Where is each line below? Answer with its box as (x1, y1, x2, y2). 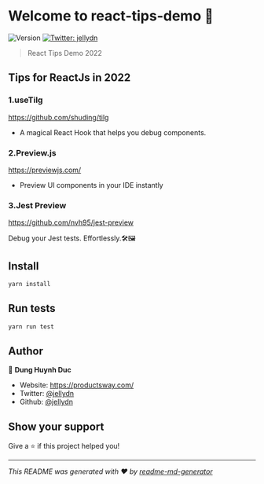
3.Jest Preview (8, 200, 67, 211)
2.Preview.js (8, 147, 57, 158)
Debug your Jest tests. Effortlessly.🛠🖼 (8, 233, 136, 243)
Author (8, 344, 43, 357)
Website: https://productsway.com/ (19, 380, 134, 390)
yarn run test (8, 322, 55, 331)
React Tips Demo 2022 (27, 48, 102, 57)
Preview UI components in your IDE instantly (19, 180, 163, 189)
